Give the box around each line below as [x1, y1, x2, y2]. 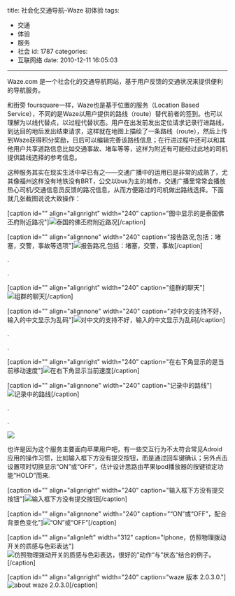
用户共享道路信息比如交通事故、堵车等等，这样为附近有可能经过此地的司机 [13, 145, 228, 152]
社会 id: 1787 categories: [17, 48, 88, 55]
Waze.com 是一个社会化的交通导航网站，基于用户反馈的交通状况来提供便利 [7, 78, 224, 85]
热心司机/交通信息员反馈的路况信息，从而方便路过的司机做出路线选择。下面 [7, 186, 225, 194]
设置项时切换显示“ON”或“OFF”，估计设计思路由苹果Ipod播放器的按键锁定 [7, 463, 218, 470]
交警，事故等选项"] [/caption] [19, 242, 203, 249]
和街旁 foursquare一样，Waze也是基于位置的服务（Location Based [7, 101, 199, 109]
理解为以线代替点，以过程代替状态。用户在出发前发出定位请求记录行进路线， [7, 118, 228, 126]
